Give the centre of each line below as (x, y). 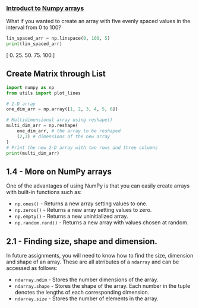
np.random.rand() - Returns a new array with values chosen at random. (102, 223)
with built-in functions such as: (44, 192)
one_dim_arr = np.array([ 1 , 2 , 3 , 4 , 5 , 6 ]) (62, 109)
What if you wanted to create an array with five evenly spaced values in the (98, 21)
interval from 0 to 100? (34, 27)
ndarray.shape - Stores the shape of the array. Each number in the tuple (102, 286)
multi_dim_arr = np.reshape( (42, 126)
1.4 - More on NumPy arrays (59, 171)
